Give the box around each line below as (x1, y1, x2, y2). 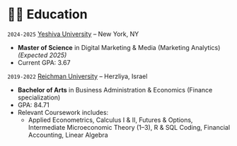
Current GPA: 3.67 (17, 58, 71, 66)
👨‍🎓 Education (7, 6, 88, 23)
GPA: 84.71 (17, 100, 50, 109)
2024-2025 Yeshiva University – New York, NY (7, 30, 139, 38)
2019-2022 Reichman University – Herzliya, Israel (7, 72, 148, 80)
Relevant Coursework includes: (17, 108, 109, 116)
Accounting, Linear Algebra (28, 130, 108, 139)
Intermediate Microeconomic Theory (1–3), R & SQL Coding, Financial (28, 123, 231, 131)
